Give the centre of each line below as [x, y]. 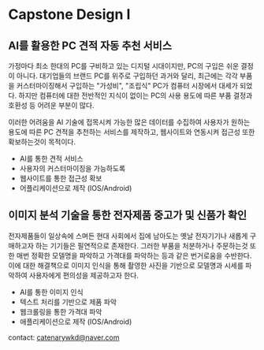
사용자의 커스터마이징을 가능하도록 [73, 168]
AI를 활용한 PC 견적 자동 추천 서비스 [90, 45]
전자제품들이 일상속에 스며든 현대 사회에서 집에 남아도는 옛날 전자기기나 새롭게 [128, 236]
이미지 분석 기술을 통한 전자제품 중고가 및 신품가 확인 [128, 216]
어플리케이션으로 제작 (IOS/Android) [76, 188]
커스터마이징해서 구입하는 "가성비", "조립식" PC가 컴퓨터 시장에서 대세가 [127, 86]
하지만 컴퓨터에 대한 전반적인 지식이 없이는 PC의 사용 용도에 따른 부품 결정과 [136, 95]
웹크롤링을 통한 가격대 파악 [61, 311]
